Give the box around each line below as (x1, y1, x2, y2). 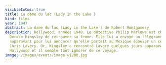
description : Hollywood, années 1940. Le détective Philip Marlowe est (5, 30, 156, 35)
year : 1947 (5, 21, 28, 26)
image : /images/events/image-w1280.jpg (5, 52, 87, 58)
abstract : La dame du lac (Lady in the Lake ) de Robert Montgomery (5, 25, 149, 30)
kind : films (5, 16, 30, 21)
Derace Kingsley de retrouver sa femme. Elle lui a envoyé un (9, 35, 140, 40)
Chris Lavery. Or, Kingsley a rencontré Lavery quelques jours (9, 43, 142, 48)
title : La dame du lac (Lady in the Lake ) (5, 12, 96, 17)
